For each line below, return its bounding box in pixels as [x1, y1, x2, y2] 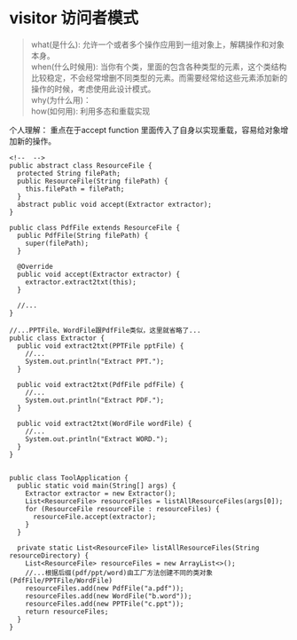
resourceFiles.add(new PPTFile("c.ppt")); [25, 599, 184, 608]
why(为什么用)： [30, 94, 91, 105]
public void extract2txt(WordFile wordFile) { [17, 419, 192, 428]
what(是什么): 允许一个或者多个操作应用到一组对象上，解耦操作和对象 [30, 39, 285, 50]
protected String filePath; [17, 169, 121, 178]
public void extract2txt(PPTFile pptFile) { [17, 341, 184, 351]
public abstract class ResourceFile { [9, 161, 152, 170]
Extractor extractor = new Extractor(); [25, 489, 176, 498]
